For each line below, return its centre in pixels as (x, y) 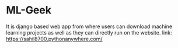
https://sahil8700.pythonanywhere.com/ (55, 39)
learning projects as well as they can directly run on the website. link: (89, 32)
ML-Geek (29, 10)
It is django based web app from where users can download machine (89, 26)
